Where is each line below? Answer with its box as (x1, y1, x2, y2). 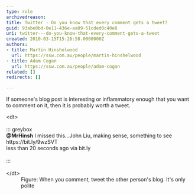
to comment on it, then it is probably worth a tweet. (6, 102, 131, 109)
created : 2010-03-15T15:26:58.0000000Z (6, 36, 105, 42)
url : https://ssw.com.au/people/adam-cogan (11, 63, 120, 70)
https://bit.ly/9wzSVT (6, 138, 58, 146)
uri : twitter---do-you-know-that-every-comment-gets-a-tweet (6, 31, 160, 37)
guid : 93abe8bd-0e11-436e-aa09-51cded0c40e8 (6, 25, 118, 31)
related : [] (6, 69, 35, 75)
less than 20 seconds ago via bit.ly (6, 145, 91, 152)
